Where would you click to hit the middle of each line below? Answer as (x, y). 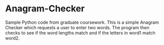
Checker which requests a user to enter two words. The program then (77, 27)
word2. (13, 38)
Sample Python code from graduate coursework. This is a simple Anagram (82, 22)
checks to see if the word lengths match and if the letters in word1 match (80, 33)
